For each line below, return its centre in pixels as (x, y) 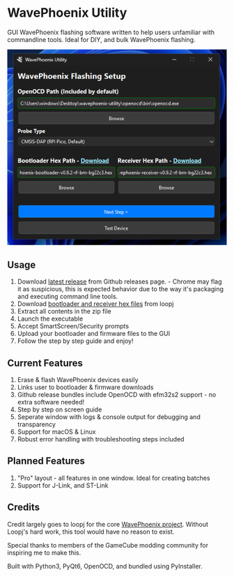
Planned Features (46, 461)
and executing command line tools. (68, 297)
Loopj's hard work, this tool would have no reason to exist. (91, 532)
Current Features (45, 363)
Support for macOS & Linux (56, 432)
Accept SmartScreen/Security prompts (73, 326)
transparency (36, 424)
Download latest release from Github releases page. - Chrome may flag (119, 282)
